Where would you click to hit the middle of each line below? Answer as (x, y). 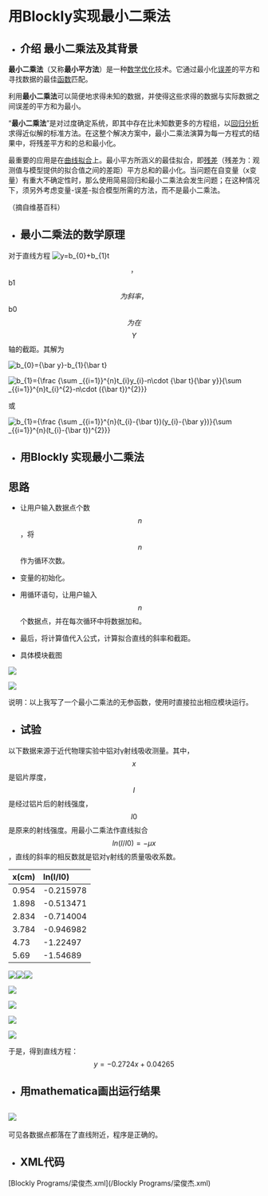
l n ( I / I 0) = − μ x (134, 843)
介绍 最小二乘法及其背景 (79, 48)
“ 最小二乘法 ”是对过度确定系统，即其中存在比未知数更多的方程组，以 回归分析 (134, 123)
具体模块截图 (41, 655)
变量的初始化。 (44, 578)
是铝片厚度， (29, 777)
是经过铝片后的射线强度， (50, 803)
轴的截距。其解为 (36, 349)
